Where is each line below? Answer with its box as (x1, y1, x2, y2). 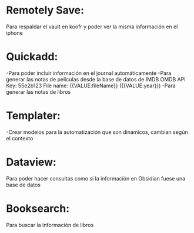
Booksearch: (6, 202, 69, 215)
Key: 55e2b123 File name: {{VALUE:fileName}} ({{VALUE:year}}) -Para (6, 82, 176, 89)
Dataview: (6, 156, 57, 169)
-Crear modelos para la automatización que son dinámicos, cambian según (6, 128, 188, 136)
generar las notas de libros (6, 88, 71, 95)
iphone (6, 29, 24, 36)
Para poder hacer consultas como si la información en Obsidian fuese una (6, 175, 186, 182)
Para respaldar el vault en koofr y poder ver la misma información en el (6, 23, 178, 30)
